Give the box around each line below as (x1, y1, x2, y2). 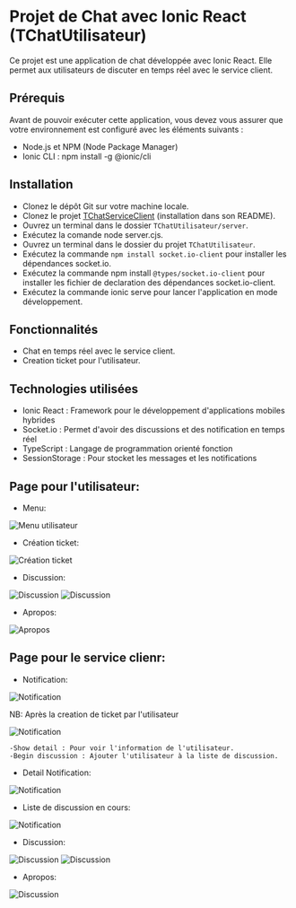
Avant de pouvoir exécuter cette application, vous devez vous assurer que (9, 114, 283, 125)
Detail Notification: (22, 767, 91, 778)
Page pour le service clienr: (9, 650, 166, 666)
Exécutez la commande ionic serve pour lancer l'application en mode (22, 286, 278, 297)
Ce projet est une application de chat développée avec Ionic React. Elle (9, 55, 273, 65)
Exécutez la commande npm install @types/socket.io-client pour (22, 267, 266, 278)
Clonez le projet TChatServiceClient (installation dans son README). (22, 210, 276, 221)
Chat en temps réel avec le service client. (22, 345, 176, 356)
